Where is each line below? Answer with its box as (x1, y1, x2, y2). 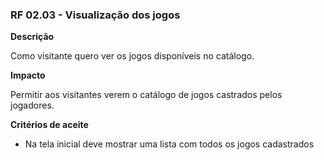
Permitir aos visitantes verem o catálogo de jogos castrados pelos (10, 89, 283, 101)
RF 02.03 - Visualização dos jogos (10, 8, 181, 22)
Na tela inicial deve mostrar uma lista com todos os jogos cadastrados (24, 138, 315, 150)
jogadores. (10, 99, 55, 112)
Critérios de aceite (10, 119, 89, 131)
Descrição (10, 31, 55, 43)
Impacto (10, 69, 46, 82)
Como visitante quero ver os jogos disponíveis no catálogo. (10, 50, 255, 62)
